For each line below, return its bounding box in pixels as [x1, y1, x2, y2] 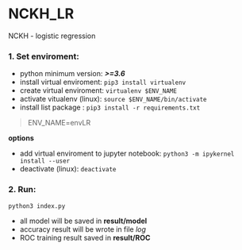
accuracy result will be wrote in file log [19, 224, 147, 234]
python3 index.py [8, 202, 66, 210]
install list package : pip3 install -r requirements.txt [19, 102, 201, 112]
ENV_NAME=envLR [27, 118, 91, 128]
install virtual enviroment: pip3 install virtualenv [19, 77, 186, 87]
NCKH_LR [8, 5, 75, 23]
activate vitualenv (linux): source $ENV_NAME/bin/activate [19, 94, 208, 104]
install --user [19, 157, 71, 165]
